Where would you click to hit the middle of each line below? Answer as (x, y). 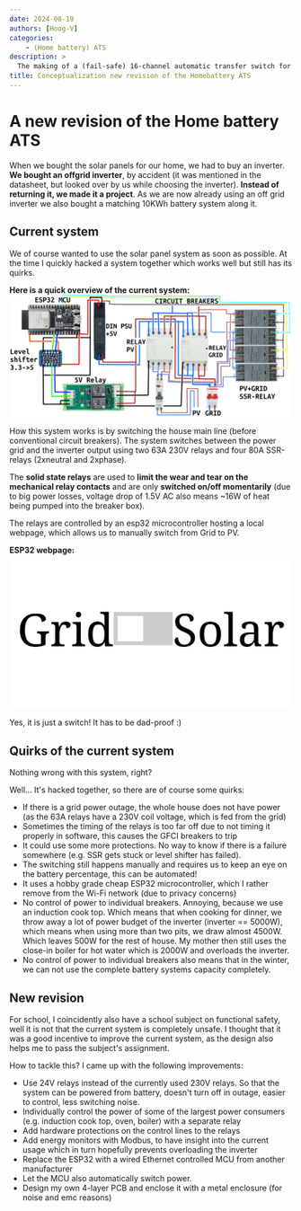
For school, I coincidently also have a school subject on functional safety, (145, 1019)
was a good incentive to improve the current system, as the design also (142, 1039)
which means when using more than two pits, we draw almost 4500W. (152, 932)
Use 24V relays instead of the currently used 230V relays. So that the (151, 1083)
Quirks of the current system (92, 751)
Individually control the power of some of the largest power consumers (154, 1111)
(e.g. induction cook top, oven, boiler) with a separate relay (132, 1121)
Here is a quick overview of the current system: (100, 290)
